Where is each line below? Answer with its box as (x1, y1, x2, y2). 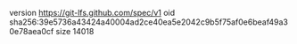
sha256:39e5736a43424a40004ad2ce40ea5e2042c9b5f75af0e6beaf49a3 (9, 17, 288, 27)
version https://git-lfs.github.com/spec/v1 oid (9, 8, 176, 18)
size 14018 (55, 26, 95, 36)
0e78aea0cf (9, 26, 54, 36)
